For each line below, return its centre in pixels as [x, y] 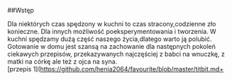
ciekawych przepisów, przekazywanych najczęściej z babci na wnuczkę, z [116, 54]
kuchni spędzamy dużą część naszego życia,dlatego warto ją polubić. [110, 39]
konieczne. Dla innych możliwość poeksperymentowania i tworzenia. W [112, 32]
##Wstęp [21, 10]
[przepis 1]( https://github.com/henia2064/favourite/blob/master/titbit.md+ [116, 69]
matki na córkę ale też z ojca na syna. [62, 62]
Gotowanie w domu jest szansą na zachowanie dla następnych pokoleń [112, 46]
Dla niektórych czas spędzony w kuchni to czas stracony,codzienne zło [112, 24]
